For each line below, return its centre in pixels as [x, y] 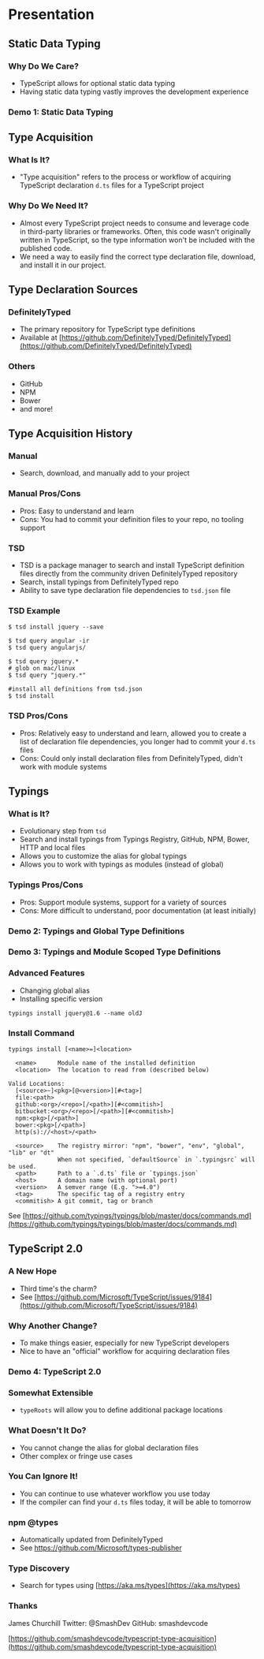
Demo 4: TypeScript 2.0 [55, 1371]
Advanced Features [46, 973]
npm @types [33, 1522]
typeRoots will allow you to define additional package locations [121, 1410]
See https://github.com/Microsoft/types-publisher [101, 1548]
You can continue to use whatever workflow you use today [115, 1493]
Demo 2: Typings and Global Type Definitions [97, 930]
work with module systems [63, 766]
